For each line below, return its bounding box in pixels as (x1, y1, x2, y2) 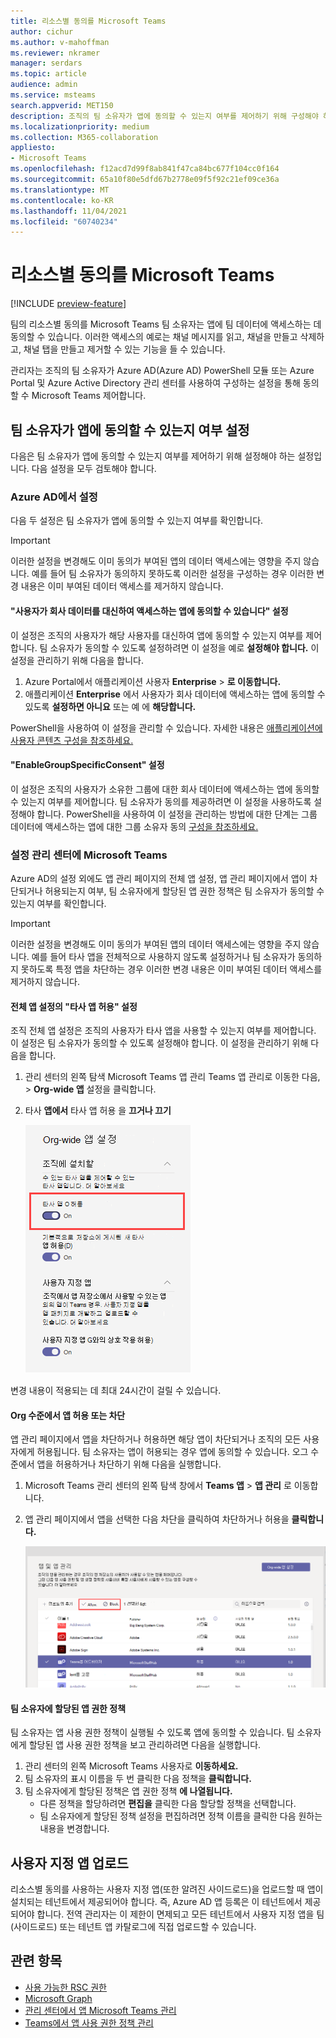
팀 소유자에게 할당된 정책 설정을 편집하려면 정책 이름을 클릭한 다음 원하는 (39, 1810, 323, 1822)
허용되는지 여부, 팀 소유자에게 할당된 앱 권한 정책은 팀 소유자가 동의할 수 (44, 885, 325, 897)
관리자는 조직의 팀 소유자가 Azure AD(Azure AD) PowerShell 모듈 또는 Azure (10, 365, 315, 377)
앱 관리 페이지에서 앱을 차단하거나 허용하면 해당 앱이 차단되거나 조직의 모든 (10, 1433, 302, 1445)
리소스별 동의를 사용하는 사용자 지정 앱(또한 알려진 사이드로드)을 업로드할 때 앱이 (10, 1883, 324, 1895)
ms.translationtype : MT (10, 185, 110, 195)
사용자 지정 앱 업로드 (10, 1855, 129, 1872)
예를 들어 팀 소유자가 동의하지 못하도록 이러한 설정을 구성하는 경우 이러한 (31, 568, 315, 580)
